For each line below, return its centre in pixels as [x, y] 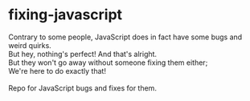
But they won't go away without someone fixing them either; [108, 63]
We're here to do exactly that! [57, 71]
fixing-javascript [66, 15]
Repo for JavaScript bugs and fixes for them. [82, 88]
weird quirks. [30, 45]
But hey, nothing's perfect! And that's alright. [83, 54]
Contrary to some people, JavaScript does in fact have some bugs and [125, 37]
